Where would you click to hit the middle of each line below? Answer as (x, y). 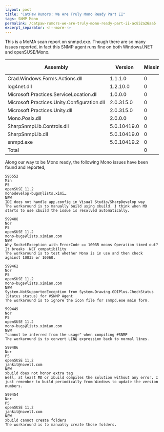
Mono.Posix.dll (24, 118)
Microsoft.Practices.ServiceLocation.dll (52, 94)
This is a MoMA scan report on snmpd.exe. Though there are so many (75, 42)
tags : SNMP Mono (21, 19)
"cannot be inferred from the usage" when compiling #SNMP (66, 335)
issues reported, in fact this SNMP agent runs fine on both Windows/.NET (79, 47)
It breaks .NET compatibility (36, 249)
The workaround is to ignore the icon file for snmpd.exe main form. (77, 301)
